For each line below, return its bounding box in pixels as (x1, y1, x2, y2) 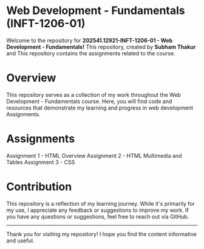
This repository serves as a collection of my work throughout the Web (6, 91, 181, 98)
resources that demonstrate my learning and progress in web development (6, 104, 194, 111)
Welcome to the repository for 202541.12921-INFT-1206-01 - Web (6, 37, 173, 44)
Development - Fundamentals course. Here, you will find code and (6, 97, 172, 105)
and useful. (6, 237, 35, 244)
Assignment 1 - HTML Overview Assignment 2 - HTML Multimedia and (6, 152, 182, 159)
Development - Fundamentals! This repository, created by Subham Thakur (6, 43, 196, 51)
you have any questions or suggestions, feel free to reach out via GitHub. (6, 212, 189, 220)
